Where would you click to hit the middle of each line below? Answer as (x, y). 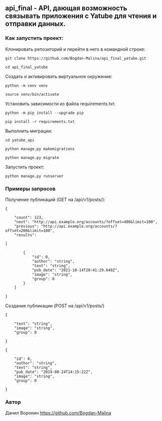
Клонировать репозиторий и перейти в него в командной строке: (75, 49)
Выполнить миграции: (29, 131)
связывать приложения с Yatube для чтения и (81, 16)
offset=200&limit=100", (30, 231)
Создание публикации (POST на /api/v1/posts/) (55, 306)
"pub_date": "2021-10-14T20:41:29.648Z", (76, 270)
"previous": (26, 226)
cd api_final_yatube (27, 67)
